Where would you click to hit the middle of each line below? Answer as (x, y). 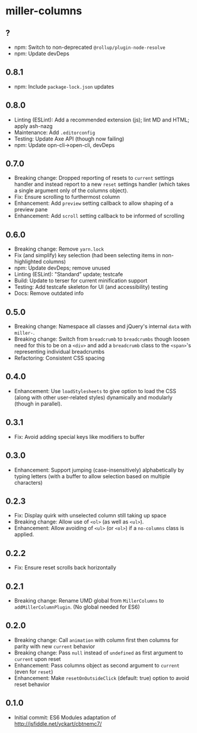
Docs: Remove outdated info (49, 294)
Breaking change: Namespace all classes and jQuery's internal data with (102, 326)
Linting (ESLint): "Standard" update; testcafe (69, 275)
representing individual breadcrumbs (59, 352)
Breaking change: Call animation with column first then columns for (96, 640)
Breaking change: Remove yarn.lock (59, 249)
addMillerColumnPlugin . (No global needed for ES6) (77, 607)
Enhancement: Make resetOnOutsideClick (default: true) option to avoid (101, 678)
